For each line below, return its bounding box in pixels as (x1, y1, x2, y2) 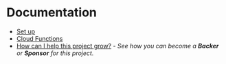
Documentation (6, 5, 98, 20)
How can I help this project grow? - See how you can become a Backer (16, 42, 219, 50)
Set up (16, 27, 36, 35)
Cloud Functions (16, 34, 63, 42)
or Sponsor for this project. (16, 49, 94, 57)
